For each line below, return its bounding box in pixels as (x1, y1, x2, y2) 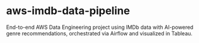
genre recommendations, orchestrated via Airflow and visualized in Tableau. (6, 29, 193, 37)
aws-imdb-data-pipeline (6, 4, 130, 18)
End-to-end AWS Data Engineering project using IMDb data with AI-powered (6, 24, 194, 31)
